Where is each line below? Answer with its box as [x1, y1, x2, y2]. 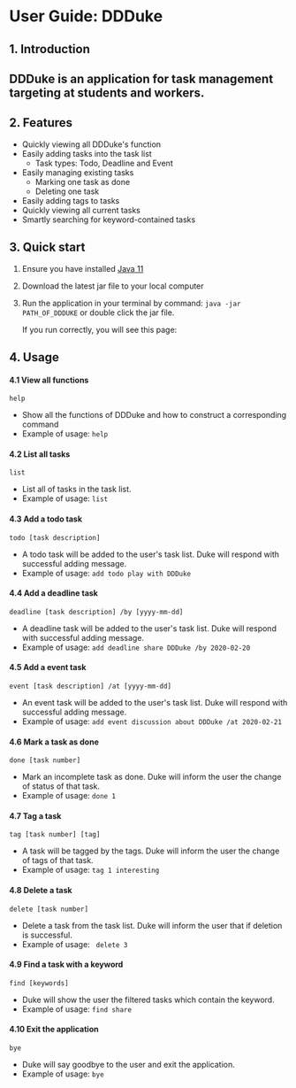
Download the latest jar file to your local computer [21, 281, 205, 291]
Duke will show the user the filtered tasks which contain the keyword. [21, 994, 276, 1005]
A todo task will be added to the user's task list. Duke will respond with [21, 549, 280, 559]
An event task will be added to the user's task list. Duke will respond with [21, 698, 288, 707]
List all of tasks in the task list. [21, 484, 132, 495]
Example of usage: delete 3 [21, 938, 128, 949]
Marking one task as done [34, 176, 131, 187]
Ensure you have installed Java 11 [21, 263, 144, 274]
